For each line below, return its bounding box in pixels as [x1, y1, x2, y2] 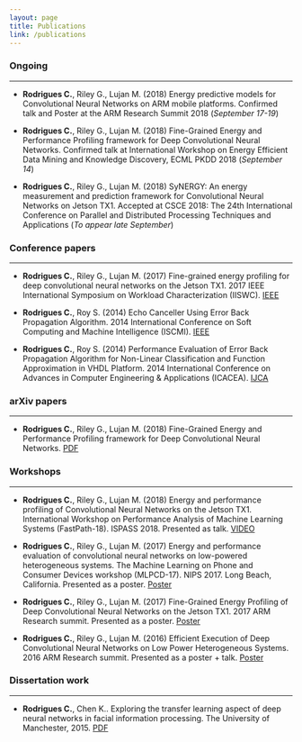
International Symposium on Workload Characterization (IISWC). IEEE [22, 289, 280, 300]
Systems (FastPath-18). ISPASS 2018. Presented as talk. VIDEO [22, 523, 255, 534]
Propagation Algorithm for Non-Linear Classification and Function [22, 353, 266, 364]
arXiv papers [9, 394, 67, 407]
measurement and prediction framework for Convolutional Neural [22, 190, 264, 201]
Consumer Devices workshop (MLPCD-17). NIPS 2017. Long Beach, [22, 569, 272, 580]
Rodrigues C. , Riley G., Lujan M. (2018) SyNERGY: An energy [22, 181, 248, 192]
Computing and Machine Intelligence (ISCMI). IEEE [22, 326, 209, 337]
